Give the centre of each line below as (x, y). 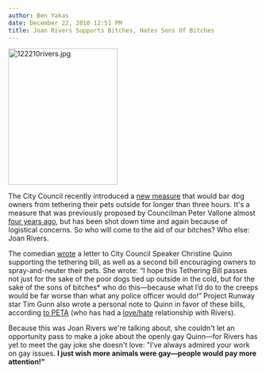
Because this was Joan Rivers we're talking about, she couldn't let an (122, 328)
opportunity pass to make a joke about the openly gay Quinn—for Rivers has (133, 336)
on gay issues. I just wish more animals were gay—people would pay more (132, 353)
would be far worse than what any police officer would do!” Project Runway (132, 296)
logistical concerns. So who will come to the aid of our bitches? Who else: (129, 230)
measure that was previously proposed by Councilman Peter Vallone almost (132, 213)
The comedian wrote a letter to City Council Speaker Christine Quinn (120, 254)
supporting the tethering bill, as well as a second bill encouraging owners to (132, 262)
